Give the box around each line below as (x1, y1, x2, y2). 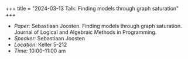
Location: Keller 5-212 (13, 41, 67, 48)
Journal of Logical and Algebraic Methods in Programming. (13, 29, 157, 36)
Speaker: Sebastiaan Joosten (13, 35, 86, 41)
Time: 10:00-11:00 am (13, 47, 66, 54)
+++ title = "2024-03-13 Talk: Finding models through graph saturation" (5, 5, 179, 12)
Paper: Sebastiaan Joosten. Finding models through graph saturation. (13, 23, 182, 29)
